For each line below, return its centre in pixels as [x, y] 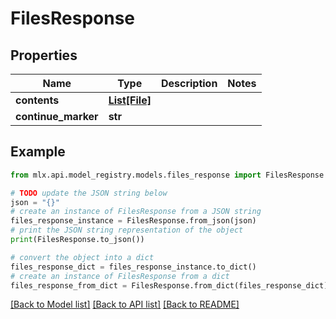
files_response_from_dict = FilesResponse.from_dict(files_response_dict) [169, 285]
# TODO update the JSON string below [89, 193]
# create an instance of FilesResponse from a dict [120, 276]
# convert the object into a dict [82, 257]
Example [38, 152]
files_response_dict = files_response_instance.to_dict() [133, 267]
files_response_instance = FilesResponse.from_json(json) [133, 221]
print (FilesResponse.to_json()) [77, 240]
